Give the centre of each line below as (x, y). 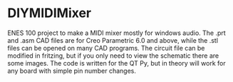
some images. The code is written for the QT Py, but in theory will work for (116, 63)
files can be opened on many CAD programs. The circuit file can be (106, 48)
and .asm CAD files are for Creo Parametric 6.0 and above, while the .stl (113, 40)
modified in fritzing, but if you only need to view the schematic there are (113, 56)
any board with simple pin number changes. (72, 71)
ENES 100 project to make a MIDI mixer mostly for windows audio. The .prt (116, 33)
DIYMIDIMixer (50, 13)
